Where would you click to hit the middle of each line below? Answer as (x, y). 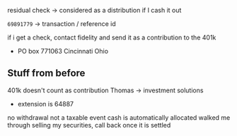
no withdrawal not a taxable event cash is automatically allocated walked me (119, 117)
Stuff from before (46, 73)
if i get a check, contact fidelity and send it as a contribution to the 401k (112, 37)
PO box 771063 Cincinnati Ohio (63, 51)
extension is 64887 (46, 104)
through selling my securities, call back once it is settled (89, 125)
